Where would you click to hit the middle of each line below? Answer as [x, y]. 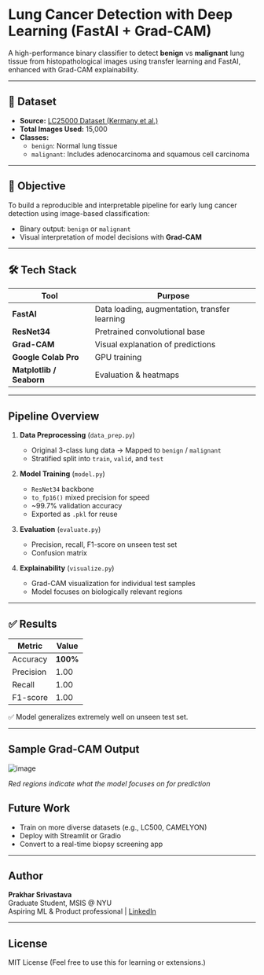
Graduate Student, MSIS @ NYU [60, 903]
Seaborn [28, 380]
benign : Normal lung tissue [74, 145]
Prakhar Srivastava [40, 895]
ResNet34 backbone [62, 489]
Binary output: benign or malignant [75, 229]
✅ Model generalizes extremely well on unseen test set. [98, 717]
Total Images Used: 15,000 [63, 129]
